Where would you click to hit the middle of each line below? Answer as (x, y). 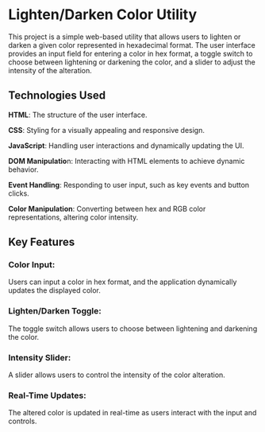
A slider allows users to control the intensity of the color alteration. (117, 375)
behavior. (23, 169)
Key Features (42, 242)
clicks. (19, 193)
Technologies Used (57, 96)
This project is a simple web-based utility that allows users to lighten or (125, 37)
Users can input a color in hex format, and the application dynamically (123, 282)
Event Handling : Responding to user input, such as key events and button (129, 185)
